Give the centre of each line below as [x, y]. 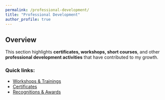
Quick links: [20, 70]
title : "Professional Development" [43, 15]
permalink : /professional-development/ [47, 10]
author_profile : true [28, 19]
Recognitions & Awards [37, 92]
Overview [21, 40]
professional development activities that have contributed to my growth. [82, 57]
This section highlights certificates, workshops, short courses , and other [83, 52]
